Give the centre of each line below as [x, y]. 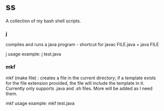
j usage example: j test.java [33, 54]
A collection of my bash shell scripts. [43, 21]
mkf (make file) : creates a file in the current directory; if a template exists [81, 78]
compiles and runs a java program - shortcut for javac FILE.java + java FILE [82, 45]
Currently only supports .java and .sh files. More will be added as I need [79, 88]
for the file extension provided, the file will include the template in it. [75, 83]
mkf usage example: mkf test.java [40, 103]
